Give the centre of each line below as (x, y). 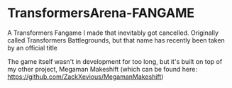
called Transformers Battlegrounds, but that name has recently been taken (116, 40)
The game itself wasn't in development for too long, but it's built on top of (115, 61)
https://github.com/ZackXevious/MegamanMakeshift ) (85, 77)
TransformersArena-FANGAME (101, 13)
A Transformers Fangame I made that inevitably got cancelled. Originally (113, 33)
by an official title (33, 48)
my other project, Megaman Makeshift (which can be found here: (102, 69)
